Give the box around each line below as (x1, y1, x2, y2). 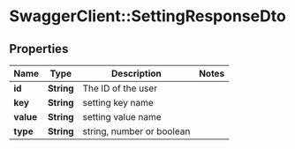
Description (111, 68, 162, 79)
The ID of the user (82, 82, 157, 94)
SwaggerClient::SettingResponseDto (9, 6, 287, 26)
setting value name (82, 111, 162, 123)
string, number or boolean (82, 125, 191, 138)
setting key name (82, 97, 155, 108)
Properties (9, 41, 69, 56)
